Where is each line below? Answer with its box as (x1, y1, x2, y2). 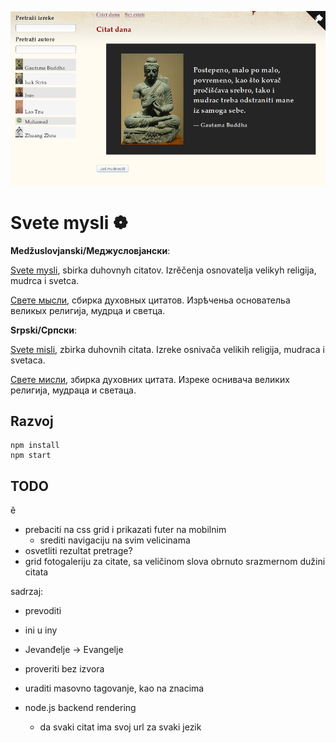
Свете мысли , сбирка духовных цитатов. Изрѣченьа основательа (10, 294, 291, 306)
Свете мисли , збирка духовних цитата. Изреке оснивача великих (10, 373, 290, 385)
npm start (10, 451, 52, 461)
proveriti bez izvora (24, 663, 105, 675)
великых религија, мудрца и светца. (10, 304, 166, 316)
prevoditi (24, 605, 62, 617)
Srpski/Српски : (10, 324, 77, 336)
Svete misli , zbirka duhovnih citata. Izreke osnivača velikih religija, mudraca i (10, 343, 325, 355)
